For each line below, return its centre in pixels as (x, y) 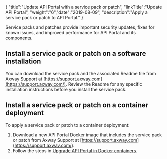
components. (19, 38)
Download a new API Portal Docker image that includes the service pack (87, 135)
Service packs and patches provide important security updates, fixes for (80, 27)
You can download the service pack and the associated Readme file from (81, 73)
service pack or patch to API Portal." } (44, 18)
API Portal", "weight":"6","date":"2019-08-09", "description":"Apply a (76, 12)
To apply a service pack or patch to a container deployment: (67, 125)
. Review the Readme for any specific (104, 84)
